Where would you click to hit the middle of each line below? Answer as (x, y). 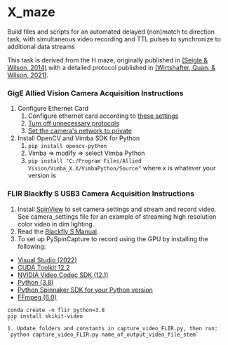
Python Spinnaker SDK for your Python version (85, 290)
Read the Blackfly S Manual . (58, 231)
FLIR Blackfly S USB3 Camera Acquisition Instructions (101, 194)
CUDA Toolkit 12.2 (43, 267)
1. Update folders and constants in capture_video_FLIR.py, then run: (113, 328)
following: (32, 246)
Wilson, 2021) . (28, 75)
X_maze (31, 12)
